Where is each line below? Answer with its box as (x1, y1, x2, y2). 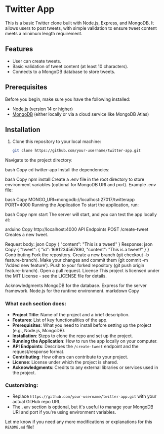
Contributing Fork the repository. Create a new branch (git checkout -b (5, 252, 149, 258)
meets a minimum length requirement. (5, 30, 82, 36)
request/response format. (12, 349, 65, 355)
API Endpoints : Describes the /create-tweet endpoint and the (12, 343, 139, 349)
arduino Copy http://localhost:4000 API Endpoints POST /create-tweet (5, 226, 149, 232)
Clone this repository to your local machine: (12, 139, 101, 145)
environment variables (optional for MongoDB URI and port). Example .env (5, 182, 157, 188)
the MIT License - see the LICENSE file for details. (5, 273, 107, 279)
